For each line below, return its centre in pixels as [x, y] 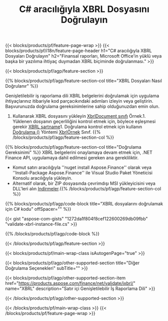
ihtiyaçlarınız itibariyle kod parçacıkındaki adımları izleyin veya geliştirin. [79, 101]
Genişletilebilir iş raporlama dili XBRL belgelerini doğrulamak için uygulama [82, 96]
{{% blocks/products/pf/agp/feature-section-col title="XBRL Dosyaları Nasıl [83, 81]
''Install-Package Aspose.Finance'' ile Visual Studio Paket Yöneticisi [82, 173]
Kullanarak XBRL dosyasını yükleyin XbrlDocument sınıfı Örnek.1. [79, 116]
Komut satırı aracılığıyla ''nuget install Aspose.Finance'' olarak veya [82, 168]
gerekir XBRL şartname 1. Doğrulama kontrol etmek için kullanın [77, 127]
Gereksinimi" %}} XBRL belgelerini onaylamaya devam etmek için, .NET [79, 152]
